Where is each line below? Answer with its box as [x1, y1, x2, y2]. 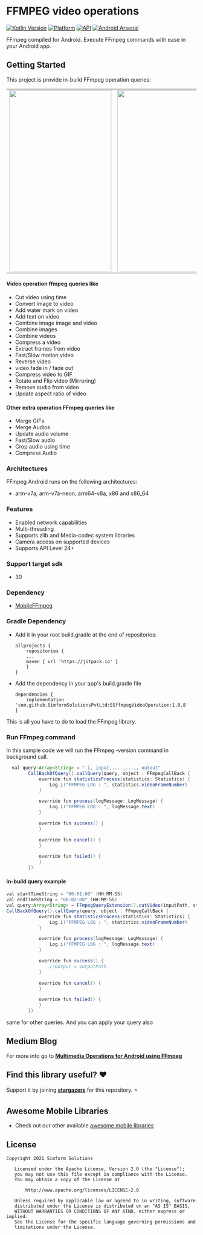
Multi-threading [14, 525, 54, 533]
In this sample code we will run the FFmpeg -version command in [6, 747, 169, 754]
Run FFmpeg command [6, 733, 76, 741]
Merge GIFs [14, 417, 45, 424]
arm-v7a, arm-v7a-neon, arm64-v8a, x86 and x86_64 [14, 490, 149, 497]
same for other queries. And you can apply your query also [6, 1019, 153, 1026]
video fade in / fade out [14, 364, 74, 371]
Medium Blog [6, 1036, 57, 1046]
